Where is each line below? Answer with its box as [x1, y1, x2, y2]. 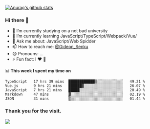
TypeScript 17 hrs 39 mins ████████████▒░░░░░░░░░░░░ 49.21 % [5, 79, 146, 84]
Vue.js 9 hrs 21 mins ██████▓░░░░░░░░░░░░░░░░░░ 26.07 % [5, 84, 146, 88]
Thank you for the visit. [5, 107, 62, 114]
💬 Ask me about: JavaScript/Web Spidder [12, 38, 96, 44]
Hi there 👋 [5, 17, 29, 23]
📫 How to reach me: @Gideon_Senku [12, 44, 88, 50]
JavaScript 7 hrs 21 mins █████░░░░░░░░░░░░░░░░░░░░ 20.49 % [5, 88, 146, 93]
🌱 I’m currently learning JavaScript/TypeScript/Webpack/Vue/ [12, 33, 137, 39]
